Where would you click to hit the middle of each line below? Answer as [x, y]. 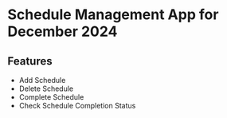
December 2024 [63, 31]
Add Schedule [42, 80]
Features [30, 61]
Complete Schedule [51, 97]
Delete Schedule [46, 88]
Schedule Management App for [113, 15]
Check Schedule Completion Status [77, 106]
